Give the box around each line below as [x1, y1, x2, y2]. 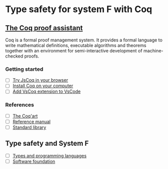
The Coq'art [12, 112, 38, 119]
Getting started [5, 66, 44, 73]
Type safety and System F [5, 139, 89, 148]
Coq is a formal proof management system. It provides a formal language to [5, 37, 163, 43]
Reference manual [12, 119, 51, 125]
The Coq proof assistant [5, 24, 83, 32]
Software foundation [12, 158, 55, 164]
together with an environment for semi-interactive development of [5, 48, 143, 53]
